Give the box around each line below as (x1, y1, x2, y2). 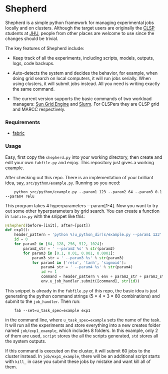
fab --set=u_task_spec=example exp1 (14, 308, 91, 313)
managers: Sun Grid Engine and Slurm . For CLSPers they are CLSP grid (12, 101, 159, 107)
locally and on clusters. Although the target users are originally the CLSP (5, 25, 155, 31)
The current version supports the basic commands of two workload (12, 96, 152, 102)
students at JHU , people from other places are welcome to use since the (5, 30, 154, 36)
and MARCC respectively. (12, 106, 65, 112)
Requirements (5, 119, 40, 126)
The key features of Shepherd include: (5, 45, 84, 51)
